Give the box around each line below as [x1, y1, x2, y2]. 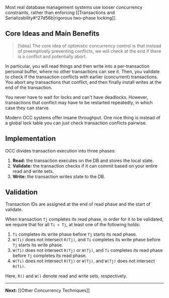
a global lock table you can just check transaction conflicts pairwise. [5, 120, 147, 126]
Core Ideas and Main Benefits [5, 30, 100, 38]
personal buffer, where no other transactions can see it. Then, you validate [5, 68, 160, 74]
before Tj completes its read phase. [12, 253, 87, 259]
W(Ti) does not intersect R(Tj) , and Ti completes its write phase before [12, 237, 161, 243]
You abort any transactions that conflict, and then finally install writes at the [5, 79, 162, 85]
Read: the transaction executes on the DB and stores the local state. [12, 158, 154, 164]
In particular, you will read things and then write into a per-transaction [5, 63, 150, 69]
